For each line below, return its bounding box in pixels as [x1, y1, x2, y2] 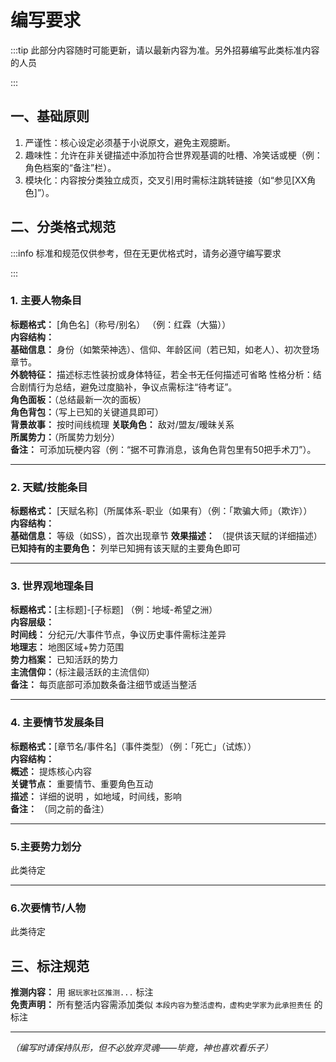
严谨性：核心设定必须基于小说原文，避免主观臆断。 [24, 136, 236, 148]
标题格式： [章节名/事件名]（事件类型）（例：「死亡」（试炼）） [10, 740, 257, 752]
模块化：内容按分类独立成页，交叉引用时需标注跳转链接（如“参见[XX [24, 174, 308, 186]
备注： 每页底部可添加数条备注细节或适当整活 [10, 679, 197, 691]
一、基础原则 [10, 108, 90, 125]
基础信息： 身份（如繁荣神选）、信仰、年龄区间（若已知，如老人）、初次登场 [10, 343, 320, 355]
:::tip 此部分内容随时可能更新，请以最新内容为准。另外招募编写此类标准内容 [10, 44, 320, 56]
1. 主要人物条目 [10, 294, 83, 308]
